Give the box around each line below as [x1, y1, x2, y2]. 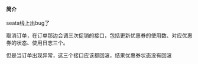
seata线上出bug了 [6, 19, 50, 26]
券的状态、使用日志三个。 [6, 39, 69, 46]
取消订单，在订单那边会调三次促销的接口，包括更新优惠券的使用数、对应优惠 [6, 32, 193, 39]
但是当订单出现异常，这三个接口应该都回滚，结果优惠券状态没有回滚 [6, 52, 172, 59]
